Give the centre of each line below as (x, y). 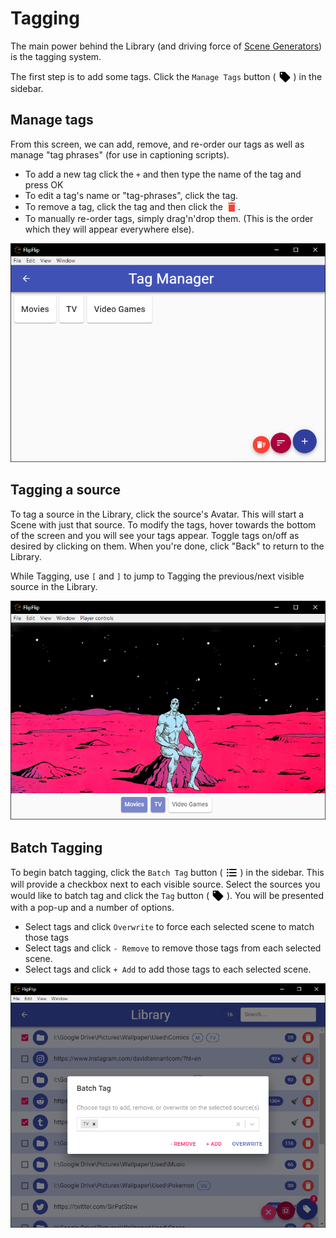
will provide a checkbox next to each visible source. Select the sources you (165, 884)
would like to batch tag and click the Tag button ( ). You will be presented (167, 895)
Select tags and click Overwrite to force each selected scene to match (169, 926)
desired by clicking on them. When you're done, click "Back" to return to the (167, 546)
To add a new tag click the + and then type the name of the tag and (163, 174)
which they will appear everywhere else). (109, 229)
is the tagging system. (56, 56)
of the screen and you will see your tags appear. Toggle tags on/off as (155, 535)
